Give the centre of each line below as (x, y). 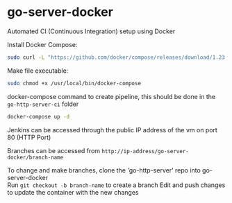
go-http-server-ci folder (43, 104)
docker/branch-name (35, 157)
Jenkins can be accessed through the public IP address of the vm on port (112, 130)
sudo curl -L (26, 57)
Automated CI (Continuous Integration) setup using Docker (91, 31)
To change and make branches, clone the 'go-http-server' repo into (104, 170)
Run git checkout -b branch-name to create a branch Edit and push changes (116, 185)
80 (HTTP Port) (29, 137)
